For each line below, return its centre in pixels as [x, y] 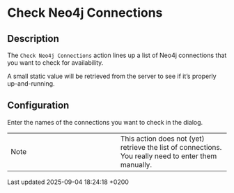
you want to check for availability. [55, 63]
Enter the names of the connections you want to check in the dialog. [105, 122]
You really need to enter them [169, 156]
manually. [136, 164]
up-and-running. [31, 84]
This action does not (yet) [163, 139]
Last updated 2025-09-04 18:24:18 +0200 [68, 182]
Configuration [38, 106]
